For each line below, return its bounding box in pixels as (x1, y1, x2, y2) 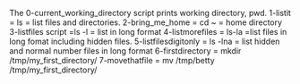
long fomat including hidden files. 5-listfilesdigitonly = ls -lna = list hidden (9, 36, 280, 46)
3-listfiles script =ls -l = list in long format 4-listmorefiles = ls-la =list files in (9, 27, 287, 37)
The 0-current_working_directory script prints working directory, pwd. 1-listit (9, 8, 291, 18)
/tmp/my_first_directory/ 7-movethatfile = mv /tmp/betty (9, 55, 215, 65)
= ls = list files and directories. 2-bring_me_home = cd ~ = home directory (9, 17, 283, 28)
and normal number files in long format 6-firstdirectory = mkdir (9, 46, 242, 56)
